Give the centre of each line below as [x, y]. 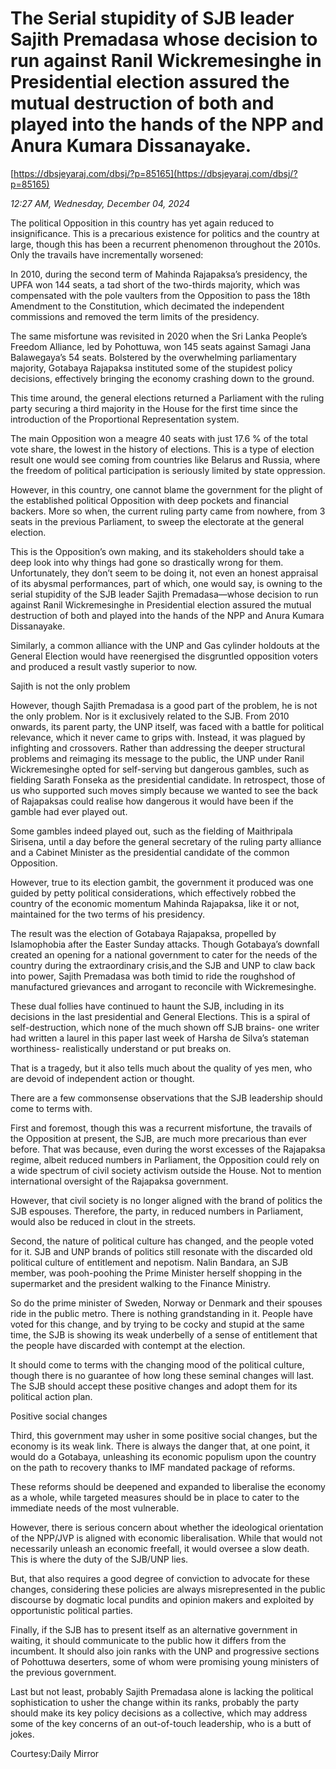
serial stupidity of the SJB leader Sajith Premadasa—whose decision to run [164, 594]
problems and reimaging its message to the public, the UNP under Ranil [157, 758]
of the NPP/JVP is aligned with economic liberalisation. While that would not [166, 1538]
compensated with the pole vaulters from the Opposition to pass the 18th [160, 295]
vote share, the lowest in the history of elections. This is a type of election [162, 449]
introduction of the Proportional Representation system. [125, 419]
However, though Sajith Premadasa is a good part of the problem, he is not [164, 705]
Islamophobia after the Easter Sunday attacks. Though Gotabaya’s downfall [165, 944]
